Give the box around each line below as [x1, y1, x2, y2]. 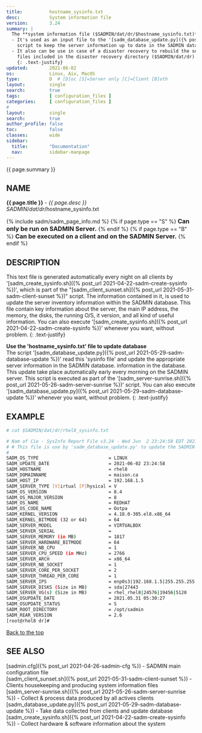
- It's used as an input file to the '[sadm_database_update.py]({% [11, 37, 187, 43]
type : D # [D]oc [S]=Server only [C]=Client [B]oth [6, 76, 168, 82]
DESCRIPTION [6, 257, 60, 267]
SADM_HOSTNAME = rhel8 [6, 466, 128, 472]
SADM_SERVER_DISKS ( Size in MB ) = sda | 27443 [6, 584, 138, 590]
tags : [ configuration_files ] [6, 93, 112, 99]
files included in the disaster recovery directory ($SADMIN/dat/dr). [17, 54, 198, 60]
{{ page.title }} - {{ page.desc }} [6, 199, 87, 206]
